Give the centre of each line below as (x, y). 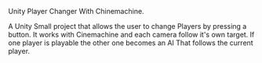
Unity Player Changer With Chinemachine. (76, 11)
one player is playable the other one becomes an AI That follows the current (131, 43)
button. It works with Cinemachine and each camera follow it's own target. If (131, 35)
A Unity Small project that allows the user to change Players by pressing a (127, 26)
